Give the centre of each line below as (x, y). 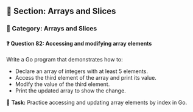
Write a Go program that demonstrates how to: (65, 59)
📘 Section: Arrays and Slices (61, 11)
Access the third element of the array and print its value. (86, 77)
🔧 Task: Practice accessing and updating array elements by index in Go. (97, 102)
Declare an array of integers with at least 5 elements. (81, 71)
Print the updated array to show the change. (70, 90)
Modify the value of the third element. (62, 84)
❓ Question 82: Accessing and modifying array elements (79, 43)
